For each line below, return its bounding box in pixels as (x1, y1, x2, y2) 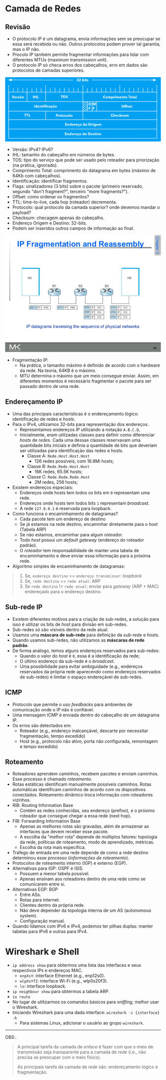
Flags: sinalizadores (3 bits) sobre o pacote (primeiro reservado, (12, 183, 143, 189)
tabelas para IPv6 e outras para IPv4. (12, 929, 88, 935)
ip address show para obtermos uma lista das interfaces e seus (12, 962, 141, 968)
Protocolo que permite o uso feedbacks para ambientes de (12, 701, 132, 707)
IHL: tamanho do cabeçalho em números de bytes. (12, 151, 116, 157)
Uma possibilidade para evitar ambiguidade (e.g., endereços (19, 663, 143, 669)
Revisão (5, 23, 31, 31)
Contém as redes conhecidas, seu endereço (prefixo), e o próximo (19, 807, 155, 814)
